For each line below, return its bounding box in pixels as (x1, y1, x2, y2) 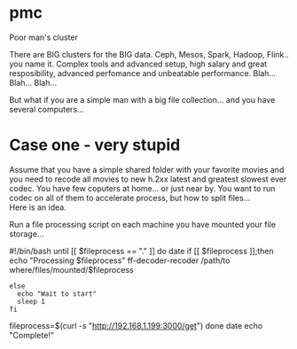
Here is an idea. (9, 202, 66, 213)
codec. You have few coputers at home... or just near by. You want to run (9, 182, 276, 193)
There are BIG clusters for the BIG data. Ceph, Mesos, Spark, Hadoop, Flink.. (9, 49, 289, 59)
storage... (9, 229, 44, 239)
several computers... (9, 104, 84, 114)
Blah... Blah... (9, 77, 58, 88)
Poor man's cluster (9, 32, 78, 43)
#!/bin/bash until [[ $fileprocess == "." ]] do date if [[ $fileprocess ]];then (9, 245, 274, 256)
